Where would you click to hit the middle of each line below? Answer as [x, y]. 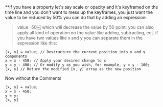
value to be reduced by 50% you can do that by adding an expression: [76, 17]
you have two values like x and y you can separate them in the [80, 38]
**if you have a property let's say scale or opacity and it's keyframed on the [81, 7]
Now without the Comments [33, 78]
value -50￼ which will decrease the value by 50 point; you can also [85, 27]
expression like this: [37, 43]
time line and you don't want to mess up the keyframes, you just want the [79, 12]
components [16, 56]
